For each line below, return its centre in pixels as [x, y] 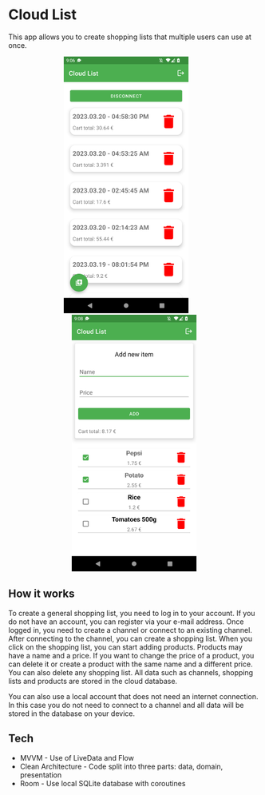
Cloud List [43, 15]
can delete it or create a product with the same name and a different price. [131, 664]
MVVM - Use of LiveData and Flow [77, 757]
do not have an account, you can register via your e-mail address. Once [127, 622]
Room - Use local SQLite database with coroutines [103, 783]
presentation [41, 775]
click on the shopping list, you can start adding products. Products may [126, 647]
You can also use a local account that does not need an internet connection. [133, 696]
